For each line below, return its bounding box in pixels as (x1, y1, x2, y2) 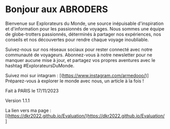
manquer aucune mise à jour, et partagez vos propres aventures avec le (5, 57, 156, 63)
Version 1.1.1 (5, 98, 30, 104)
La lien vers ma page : (5, 107, 52, 113)
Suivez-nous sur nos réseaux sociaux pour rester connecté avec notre (5, 46, 153, 52)
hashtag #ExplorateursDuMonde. (5, 62, 75, 69)
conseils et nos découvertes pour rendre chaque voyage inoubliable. (5, 37, 149, 43)
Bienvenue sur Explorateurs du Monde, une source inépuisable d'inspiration (5, 20, 164, 26)
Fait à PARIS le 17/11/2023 (5, 87, 59, 93)
